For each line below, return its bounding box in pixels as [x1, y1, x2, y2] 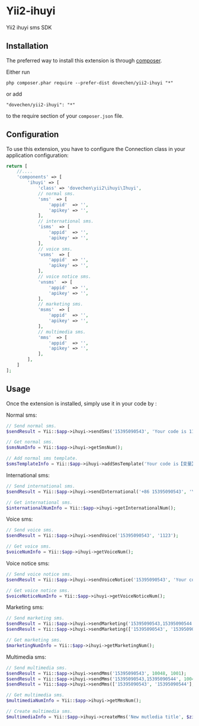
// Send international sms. [6, 483, 76, 489]
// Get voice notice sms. [6, 587, 70, 593]
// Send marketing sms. [6, 615, 65, 621]
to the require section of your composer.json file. [6, 112, 124, 120]
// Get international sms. [6, 499, 73, 505]
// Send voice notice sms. [6, 571, 73, 577]
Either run [6, 68, 30, 76]
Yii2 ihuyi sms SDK [6, 24, 52, 31]
